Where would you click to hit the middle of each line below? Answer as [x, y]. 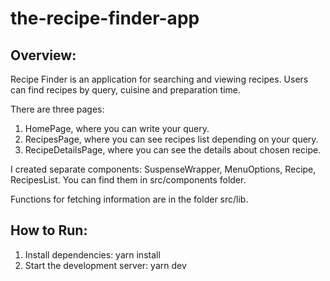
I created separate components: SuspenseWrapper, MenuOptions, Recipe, [163, 169]
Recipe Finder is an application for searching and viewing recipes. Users [159, 79]
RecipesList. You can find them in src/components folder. [128, 180]
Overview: [43, 55]
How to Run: [49, 230]
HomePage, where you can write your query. [117, 128]
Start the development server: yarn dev [105, 265]
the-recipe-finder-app [105, 18]
